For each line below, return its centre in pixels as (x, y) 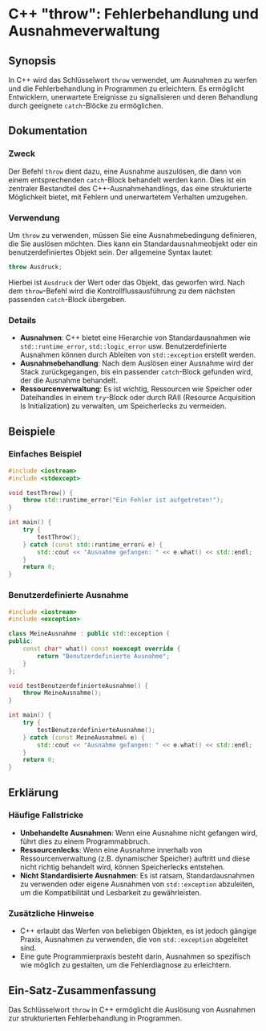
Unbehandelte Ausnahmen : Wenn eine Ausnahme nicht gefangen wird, (139, 833)
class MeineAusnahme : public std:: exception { (89, 634)
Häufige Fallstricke (46, 815)
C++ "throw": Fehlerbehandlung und (133, 14)
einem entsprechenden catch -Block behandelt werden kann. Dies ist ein (127, 180)
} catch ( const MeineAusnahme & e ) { (84, 737)
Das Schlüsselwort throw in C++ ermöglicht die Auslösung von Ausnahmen (132, 1009)
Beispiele (32, 431)
